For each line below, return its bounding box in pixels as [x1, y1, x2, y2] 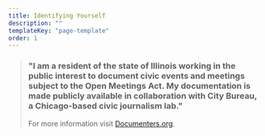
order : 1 [8, 34, 38, 42]
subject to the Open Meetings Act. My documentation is [27, 81, 251, 92]
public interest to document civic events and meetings [27, 70, 245, 82]
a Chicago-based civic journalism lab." [27, 101, 183, 112]
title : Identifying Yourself [8, 11, 106, 20]
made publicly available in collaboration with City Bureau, [27, 90, 258, 102]
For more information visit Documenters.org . [27, 118, 175, 128]
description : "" [8, 19, 63, 27]
